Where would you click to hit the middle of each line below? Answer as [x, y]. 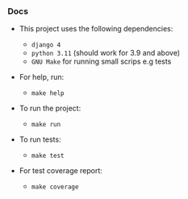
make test [48, 156]
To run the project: [50, 108]
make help [48, 93]
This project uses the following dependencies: [96, 29]
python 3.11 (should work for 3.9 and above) [106, 53]
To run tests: [40, 139]
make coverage [55, 187]
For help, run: [42, 77]
